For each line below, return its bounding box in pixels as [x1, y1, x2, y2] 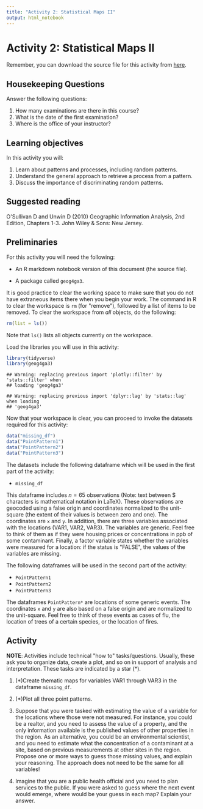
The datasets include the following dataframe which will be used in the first [6, 461, 195, 468]
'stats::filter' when [6, 377, 62, 383]
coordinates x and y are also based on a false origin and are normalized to [6, 605, 192, 612]
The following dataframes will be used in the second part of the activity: [6, 561, 187, 569]
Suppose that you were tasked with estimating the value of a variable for [15, 707, 198, 714]
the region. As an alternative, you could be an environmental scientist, [15, 733, 191, 740]
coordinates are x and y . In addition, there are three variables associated [6, 517, 188, 524]
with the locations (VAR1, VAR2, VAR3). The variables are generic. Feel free [6, 524, 195, 531]
